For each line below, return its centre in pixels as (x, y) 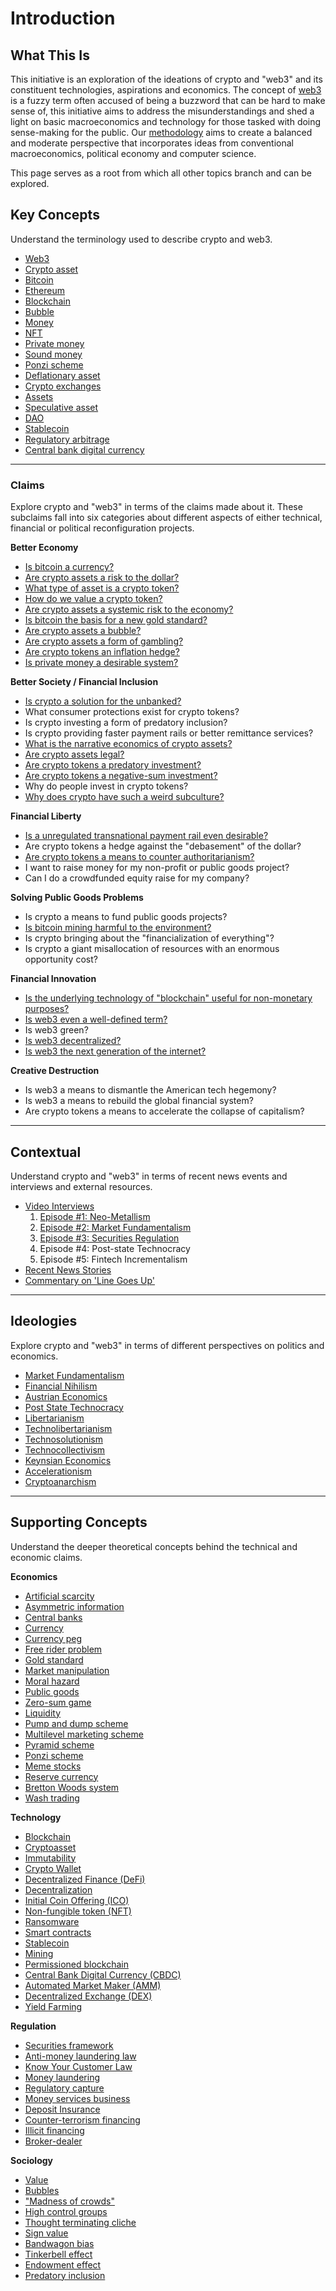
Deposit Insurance (62, 2109)
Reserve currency (61, 1776)
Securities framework (69, 2045)
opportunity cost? (61, 959)
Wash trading (52, 1798)
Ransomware (52, 1921)
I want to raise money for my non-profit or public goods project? (157, 868)
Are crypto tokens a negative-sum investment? (121, 776)
